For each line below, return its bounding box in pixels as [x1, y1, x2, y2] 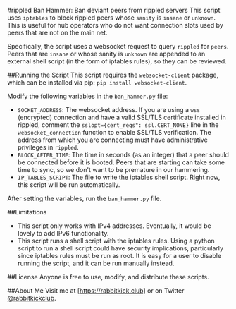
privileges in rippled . [17, 143, 79, 151]
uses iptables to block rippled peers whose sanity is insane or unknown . [7, 13, 216, 22]
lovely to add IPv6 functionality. [17, 229, 109, 237]
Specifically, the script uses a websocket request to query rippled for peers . [7, 42, 229, 50]
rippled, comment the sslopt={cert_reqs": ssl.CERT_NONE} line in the [17, 121, 219, 129]
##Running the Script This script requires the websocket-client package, [7, 71, 219, 79]
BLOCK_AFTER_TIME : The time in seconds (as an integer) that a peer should [17, 151, 229, 159]
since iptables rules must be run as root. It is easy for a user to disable [17, 252, 222, 260]
